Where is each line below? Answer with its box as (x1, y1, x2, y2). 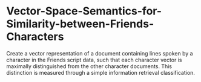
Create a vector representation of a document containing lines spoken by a (6, 49, 193, 57)
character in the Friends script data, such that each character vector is (6, 56, 182, 63)
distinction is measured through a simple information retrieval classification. (6, 69, 196, 76)
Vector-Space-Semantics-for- (6, 4, 162, 18)
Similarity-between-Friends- (6, 17, 154, 31)
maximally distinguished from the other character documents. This (6, 62, 173, 70)
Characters (6, 30, 64, 43)
